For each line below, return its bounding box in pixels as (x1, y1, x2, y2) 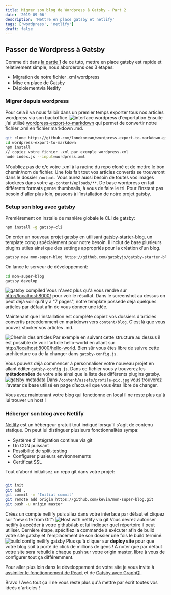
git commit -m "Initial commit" (5, 492, 74, 497)
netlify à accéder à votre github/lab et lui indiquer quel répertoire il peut (5, 522, 155, 528)
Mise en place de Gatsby (12, 79, 65, 86)
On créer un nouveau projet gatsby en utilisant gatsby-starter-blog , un (5, 234, 153, 240)
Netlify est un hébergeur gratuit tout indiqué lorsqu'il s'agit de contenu (5, 421, 153, 428)
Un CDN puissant (12, 442, 49, 448)
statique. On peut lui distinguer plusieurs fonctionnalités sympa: (5, 427, 139, 433)
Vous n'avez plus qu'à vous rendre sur (46, 287, 127, 293)
